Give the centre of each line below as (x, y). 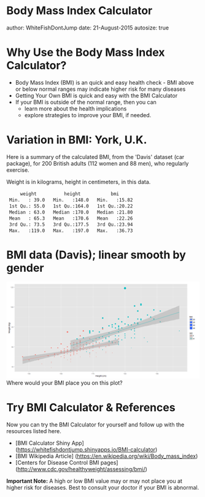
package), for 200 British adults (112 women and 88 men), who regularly (98, 163)
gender (25, 268)
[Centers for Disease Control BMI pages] (67, 462)
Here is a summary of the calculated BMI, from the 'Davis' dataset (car (95, 156)
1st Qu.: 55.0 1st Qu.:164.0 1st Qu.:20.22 (71, 206)
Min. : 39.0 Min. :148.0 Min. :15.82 (71, 200)
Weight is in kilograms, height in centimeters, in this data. (79, 182)
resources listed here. (34, 431)
